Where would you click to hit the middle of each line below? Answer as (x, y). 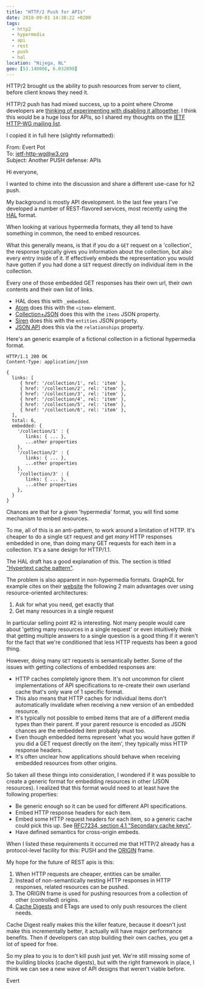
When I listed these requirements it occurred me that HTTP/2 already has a (100, 844)
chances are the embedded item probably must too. (80, 731)
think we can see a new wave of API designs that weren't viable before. (96, 969)
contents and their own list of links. (50, 290)
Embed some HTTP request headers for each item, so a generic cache (104, 819)
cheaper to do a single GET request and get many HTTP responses (89, 537)
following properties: (32, 794)
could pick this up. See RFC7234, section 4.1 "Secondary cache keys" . (103, 826)
